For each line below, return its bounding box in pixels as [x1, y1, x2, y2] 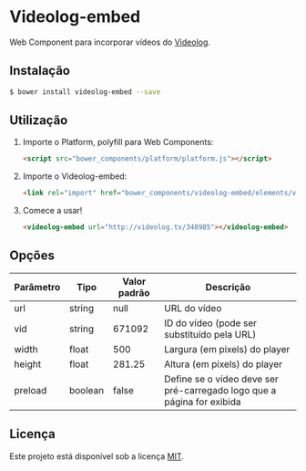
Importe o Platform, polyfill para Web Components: [22, 137, 214, 148]
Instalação [9, 63, 71, 78]
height [14, 358, 42, 371]
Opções [9, 248, 55, 264]
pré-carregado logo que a [163, 383, 277, 396]
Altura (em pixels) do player [163, 358, 283, 371]
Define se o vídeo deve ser [163, 372, 280, 385]
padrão [117, 286, 150, 298]
